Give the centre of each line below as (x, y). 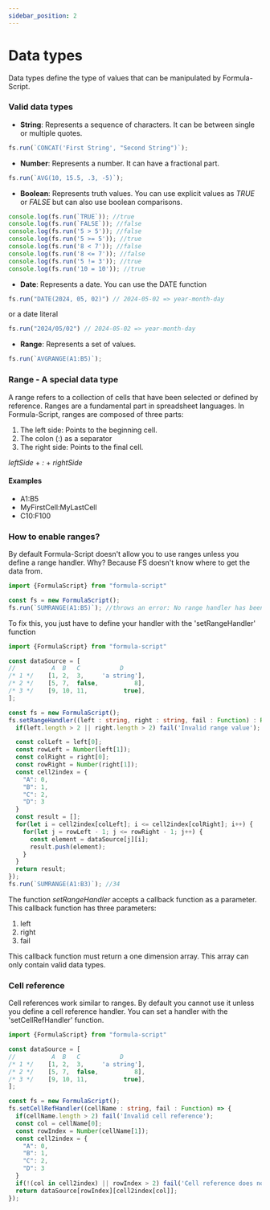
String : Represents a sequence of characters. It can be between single (137, 125)
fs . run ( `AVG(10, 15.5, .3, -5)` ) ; (66, 178)
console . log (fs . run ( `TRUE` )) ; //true (72, 217)
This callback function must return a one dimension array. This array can (129, 956)
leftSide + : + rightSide (45, 462)
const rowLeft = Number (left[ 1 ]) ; (73, 750)
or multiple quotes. (51, 133)
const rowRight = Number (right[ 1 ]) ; (77, 765)
